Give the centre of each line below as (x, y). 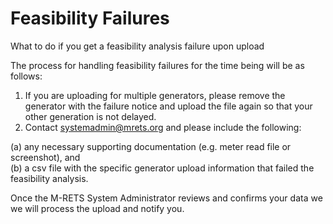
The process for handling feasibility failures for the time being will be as (157, 65)
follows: (26, 76)
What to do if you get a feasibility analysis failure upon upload (137, 46)
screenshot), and (45, 157)
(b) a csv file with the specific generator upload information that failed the (162, 168)
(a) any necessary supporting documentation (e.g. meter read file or (151, 146)
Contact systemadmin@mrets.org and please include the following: (163, 127)
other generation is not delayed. (90, 116)
